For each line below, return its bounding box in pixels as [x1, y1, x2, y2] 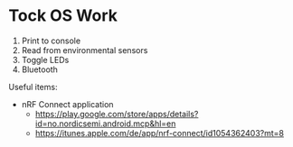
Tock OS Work [8, 5, 118, 26]
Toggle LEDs [21, 54, 70, 65]
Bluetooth [21, 64, 58, 75]
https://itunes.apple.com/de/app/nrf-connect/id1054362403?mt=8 [34, 127, 284, 138]
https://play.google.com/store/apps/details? [34, 108, 199, 119]
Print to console [21, 35, 81, 46]
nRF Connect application [21, 98, 114, 109]
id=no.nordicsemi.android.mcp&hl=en [34, 118, 176, 129]
